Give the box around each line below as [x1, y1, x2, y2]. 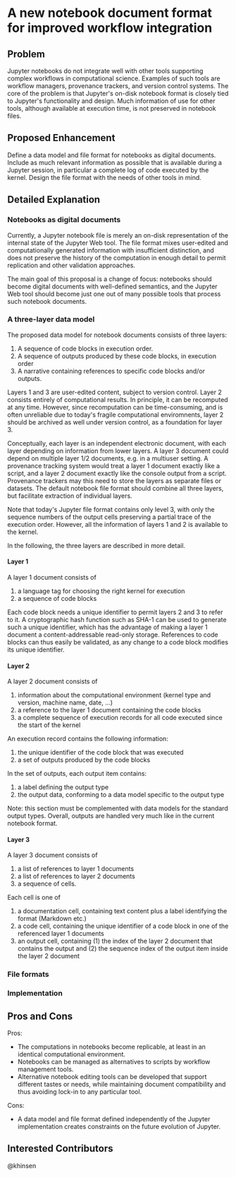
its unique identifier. [7, 645, 65, 654]
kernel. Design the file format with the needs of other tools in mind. [7, 173, 202, 181]
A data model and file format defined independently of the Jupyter [17, 1115, 211, 1123]
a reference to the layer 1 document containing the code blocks [17, 706, 201, 714]
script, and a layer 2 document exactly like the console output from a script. [7, 469, 227, 477]
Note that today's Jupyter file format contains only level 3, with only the [7, 505, 215, 513]
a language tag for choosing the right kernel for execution [17, 587, 185, 595]
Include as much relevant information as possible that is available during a [7, 158, 222, 166]
